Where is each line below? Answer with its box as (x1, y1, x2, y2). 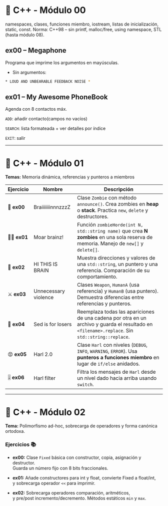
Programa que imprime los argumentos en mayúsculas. (5, 60, 119, 66)
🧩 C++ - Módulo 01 (5, 157, 84, 169)
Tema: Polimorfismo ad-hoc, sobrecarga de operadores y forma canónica (5, 423, 157, 429)
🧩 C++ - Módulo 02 (5, 406, 86, 418)
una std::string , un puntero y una (76, 261, 158, 268)
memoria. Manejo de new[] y (76, 240, 144, 247)
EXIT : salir (5, 135, 25, 141)
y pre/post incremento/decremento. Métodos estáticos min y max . (12, 495, 146, 501)
